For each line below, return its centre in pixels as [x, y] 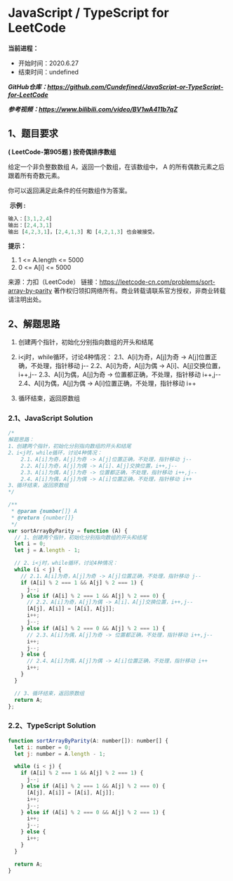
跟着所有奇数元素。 [36, 175]
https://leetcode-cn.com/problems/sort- [158, 282]
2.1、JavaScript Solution [51, 418]
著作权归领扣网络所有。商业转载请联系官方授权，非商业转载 [140, 291]
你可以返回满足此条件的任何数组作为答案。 [69, 190]
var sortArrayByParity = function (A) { [68, 531]
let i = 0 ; [30, 544]
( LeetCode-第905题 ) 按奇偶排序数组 [62, 152]
